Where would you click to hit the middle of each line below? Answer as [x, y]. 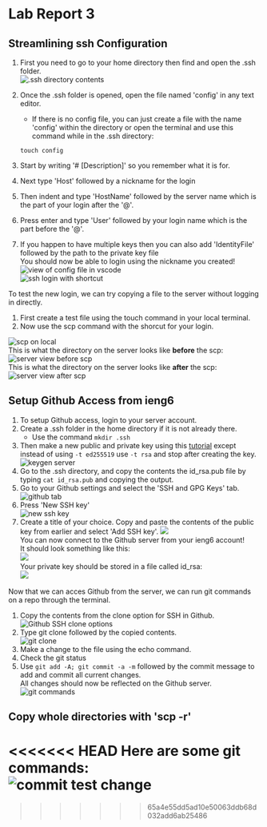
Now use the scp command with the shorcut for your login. [117, 326]
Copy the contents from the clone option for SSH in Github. [117, 615]
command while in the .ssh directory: [93, 136]
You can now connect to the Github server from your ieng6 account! [132, 539]
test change [111, 785]
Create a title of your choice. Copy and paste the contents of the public [137, 522]
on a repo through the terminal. [60, 599]
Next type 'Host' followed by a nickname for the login [108, 181]
